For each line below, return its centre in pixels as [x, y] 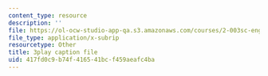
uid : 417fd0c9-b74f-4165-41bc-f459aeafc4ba [82, 60]
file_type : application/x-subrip [64, 38]
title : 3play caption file [53, 52]
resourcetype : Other [43, 45]
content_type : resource [48, 15]
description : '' [35, 23]
